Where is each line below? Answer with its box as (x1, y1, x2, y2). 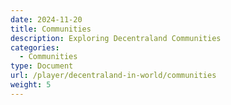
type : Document (10, 61, 74, 71)
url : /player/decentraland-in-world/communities (10, 71, 217, 81)
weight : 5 (10, 80, 52, 90)
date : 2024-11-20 (10, 14, 83, 25)
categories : (10, 42, 60, 53)
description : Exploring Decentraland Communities (10, 33, 222, 43)
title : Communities (10, 24, 92, 34)
